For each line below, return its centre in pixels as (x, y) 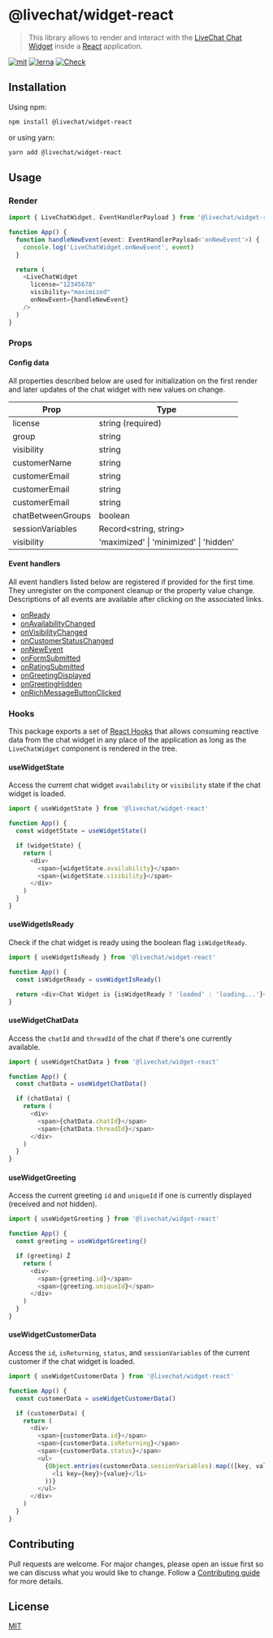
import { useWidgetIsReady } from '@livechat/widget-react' (113, 958)
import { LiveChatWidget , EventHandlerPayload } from (102, 218)
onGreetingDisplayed (55, 675)
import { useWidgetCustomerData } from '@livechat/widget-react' (121, 1376)
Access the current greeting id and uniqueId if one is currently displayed (130, 1195)
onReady (35, 614)
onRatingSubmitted (52, 666)
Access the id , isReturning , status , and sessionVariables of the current (129, 1353)
